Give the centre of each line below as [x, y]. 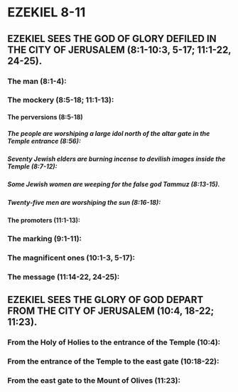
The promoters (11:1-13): [44, 221]
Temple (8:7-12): [32, 166]
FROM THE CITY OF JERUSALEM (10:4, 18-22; [111, 311]
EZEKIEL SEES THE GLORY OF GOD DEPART [106, 300]
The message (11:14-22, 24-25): [64, 277]
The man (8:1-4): [37, 81]
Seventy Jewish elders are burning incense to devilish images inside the [117, 159]
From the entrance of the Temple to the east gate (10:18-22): [113, 361]
